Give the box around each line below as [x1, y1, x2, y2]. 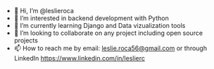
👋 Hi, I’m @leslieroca [13, 7, 74, 15]
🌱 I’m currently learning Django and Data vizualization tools [13, 22, 186, 29]
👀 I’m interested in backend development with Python [13, 14, 169, 22]
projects [13, 36, 39, 45]
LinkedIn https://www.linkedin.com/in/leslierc [13, 54, 146, 62]
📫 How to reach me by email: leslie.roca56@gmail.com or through [13, 44, 208, 52]
